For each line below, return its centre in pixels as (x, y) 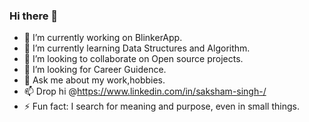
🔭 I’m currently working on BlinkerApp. (103, 38)
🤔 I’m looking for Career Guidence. (95, 70)
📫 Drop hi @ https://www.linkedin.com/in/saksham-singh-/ (145, 91)
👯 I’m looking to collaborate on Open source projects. (133, 59)
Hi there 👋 (34, 16)
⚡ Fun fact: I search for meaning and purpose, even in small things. (161, 106)
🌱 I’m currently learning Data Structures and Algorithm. (137, 48)
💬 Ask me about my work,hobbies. (94, 80)
